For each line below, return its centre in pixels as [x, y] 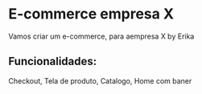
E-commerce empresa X [91, 14]
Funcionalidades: [53, 61]
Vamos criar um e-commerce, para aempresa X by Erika [101, 36]
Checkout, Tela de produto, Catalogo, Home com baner [100, 80]
